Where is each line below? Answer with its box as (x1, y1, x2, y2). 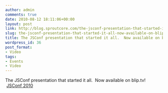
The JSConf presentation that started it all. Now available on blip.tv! (5, 77, 146, 83)
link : (5, 26, 16, 31)
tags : (5, 54, 16, 59)
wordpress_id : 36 (5, 40, 41, 45)
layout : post (5, 21, 32, 27)
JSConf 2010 (6, 82, 33, 88)
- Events (5, 59, 23, 64)
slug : (5, 31, 16, 36)
